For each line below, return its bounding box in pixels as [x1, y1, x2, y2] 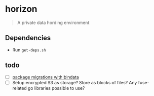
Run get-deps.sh [12, 47, 46, 52]
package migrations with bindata [12, 74, 79, 80]
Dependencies [5, 34, 51, 42]
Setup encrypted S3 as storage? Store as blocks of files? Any [12, 79, 137, 85]
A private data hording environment [17, 20, 90, 25]
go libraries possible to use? [28, 85, 85, 91]
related [12, 85, 27, 91]
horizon [5, 3, 38, 15]
